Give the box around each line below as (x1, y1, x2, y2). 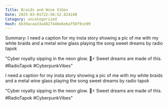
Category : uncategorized (5, 16, 57, 21)
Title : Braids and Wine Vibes (5, 7, 69, 12)
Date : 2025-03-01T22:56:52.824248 (5, 12, 78, 17)
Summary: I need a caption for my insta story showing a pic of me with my (5, 35, 159, 41)
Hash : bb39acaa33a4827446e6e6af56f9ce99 (5, 21, 91, 26)
